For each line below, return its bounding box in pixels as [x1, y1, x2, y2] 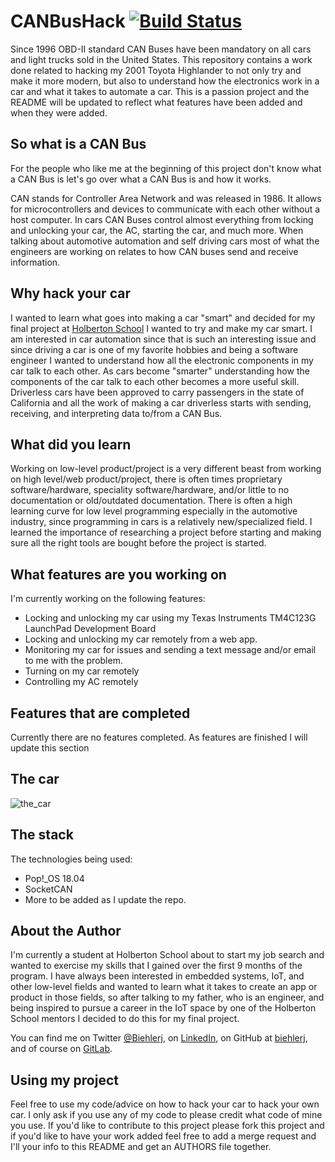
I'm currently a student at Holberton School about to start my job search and [10, 949, 325, 961]
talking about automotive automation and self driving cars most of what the [10, 235, 320, 247]
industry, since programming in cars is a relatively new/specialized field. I [10, 516, 313, 528]
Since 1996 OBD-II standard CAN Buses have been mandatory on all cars [10, 43, 312, 55]
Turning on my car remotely [24, 665, 140, 677]
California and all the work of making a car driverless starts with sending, [10, 396, 312, 409]
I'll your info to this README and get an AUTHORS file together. [10, 1141, 272, 1153]
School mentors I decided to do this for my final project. [10, 1013, 240, 1025]
